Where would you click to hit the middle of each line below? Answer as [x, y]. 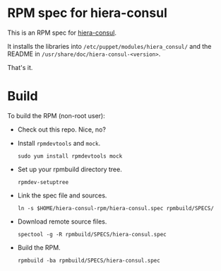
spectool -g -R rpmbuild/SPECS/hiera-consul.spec [92, 234]
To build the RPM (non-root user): [56, 115]
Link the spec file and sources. [62, 195]
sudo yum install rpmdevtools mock [70, 156]
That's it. [20, 67]
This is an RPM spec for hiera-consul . [62, 33]
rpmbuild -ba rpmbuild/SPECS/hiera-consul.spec [89, 260]
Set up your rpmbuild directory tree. [70, 169]
